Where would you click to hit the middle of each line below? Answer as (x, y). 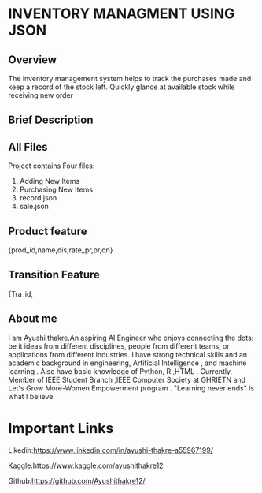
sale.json (34, 207)
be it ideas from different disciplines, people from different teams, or (119, 346)
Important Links (61, 428)
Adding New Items (50, 181)
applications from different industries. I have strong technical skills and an (128, 354)
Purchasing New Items (56, 189)
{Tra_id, (21, 293)
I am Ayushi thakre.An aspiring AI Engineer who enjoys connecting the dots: (131, 338)
